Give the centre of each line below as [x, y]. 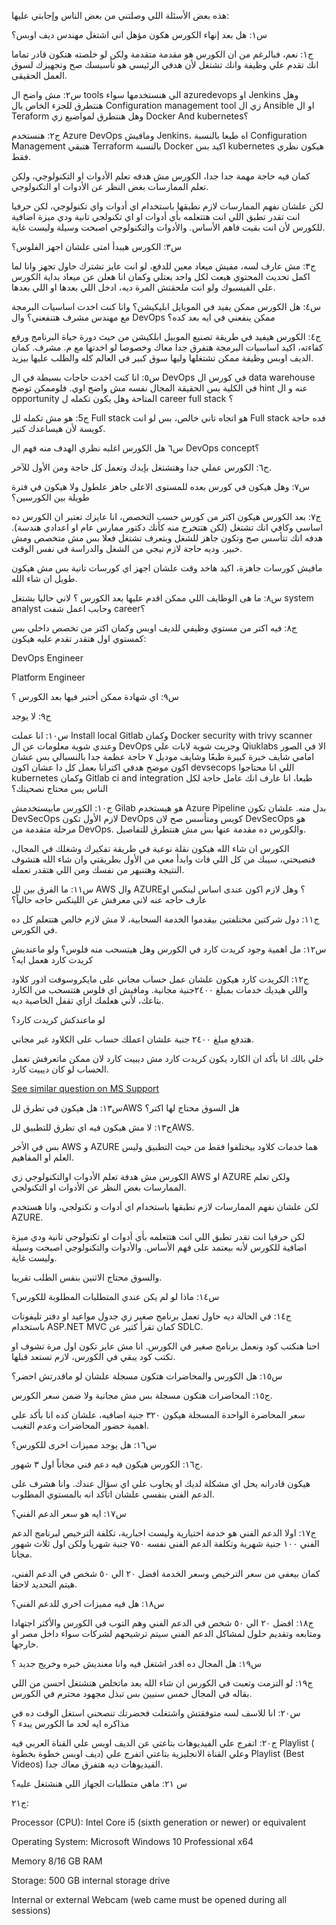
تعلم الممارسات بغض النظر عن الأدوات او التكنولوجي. [110, 186]
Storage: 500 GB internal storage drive [91, 1880]
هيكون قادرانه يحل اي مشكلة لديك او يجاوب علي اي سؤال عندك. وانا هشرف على [161, 1483]
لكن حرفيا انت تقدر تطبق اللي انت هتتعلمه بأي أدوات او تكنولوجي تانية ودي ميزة [158, 1236]
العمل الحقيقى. [39, 75]
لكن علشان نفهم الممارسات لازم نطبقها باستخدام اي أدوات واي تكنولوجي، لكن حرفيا [167, 206]
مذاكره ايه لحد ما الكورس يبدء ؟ [70, 1723]
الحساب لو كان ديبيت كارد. [60, 1069]
